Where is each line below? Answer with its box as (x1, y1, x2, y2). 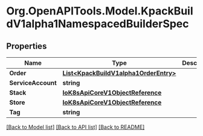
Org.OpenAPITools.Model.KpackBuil (6, 4, 193, 18)
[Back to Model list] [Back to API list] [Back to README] (6, 123, 145, 131)
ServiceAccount (9, 79, 57, 87)
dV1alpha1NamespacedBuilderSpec (6, 17, 189, 31)
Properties (6, 41, 47, 51)
